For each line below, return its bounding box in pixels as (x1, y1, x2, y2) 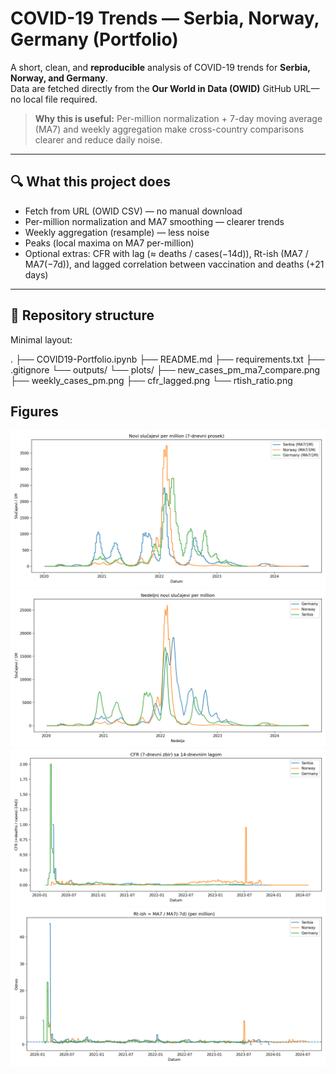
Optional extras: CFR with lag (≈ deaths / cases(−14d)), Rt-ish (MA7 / (24, 247, 309, 259)
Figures (10, 403, 59, 420)
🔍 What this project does (10, 173, 171, 191)
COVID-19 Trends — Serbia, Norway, (10, 7, 320, 30)
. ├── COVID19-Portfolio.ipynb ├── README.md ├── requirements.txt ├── (10, 353, 325, 365)
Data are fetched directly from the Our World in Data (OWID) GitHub (10, 82, 292, 94)
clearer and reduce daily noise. (34, 133, 163, 146)
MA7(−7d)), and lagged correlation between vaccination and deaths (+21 (24, 258, 325, 270)
